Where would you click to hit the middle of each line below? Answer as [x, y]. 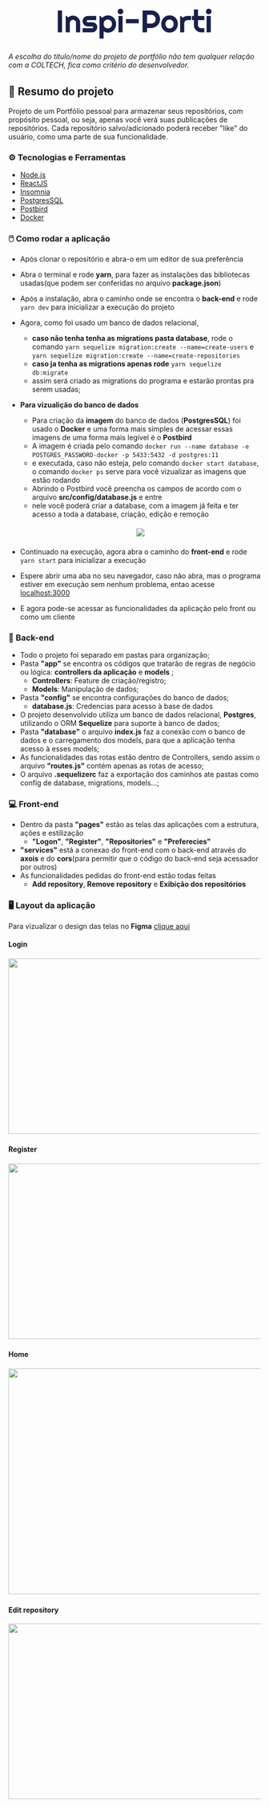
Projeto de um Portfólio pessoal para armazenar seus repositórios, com [126, 111]
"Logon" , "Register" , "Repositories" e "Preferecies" [121, 841]
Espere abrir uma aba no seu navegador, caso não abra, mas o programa [140, 575]
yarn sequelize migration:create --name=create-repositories [136, 356]
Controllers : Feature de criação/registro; [99, 680]
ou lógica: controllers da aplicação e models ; [97, 672]
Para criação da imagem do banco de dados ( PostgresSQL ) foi [137, 420]
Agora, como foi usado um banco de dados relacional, [109, 323]
